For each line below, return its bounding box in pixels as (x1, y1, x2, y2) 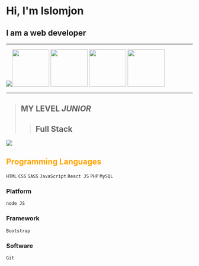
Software (6, 242, 34, 250)
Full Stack (35, 123, 73, 134)
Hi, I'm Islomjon (6, 4, 84, 18)
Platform (6, 187, 31, 195)
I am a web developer (6, 28, 86, 38)
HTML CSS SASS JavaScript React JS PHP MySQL (6, 173, 114, 179)
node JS (6, 201, 25, 207)
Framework (6, 214, 40, 223)
